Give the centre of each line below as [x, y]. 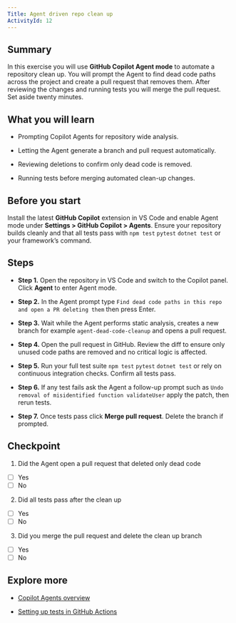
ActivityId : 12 [30, 21]
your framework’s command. [50, 240]
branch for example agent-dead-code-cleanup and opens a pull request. [122, 330]
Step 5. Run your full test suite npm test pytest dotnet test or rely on [120, 365]
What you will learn [51, 120]
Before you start [44, 201]
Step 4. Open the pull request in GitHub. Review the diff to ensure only [121, 344]
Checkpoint [34, 446]
